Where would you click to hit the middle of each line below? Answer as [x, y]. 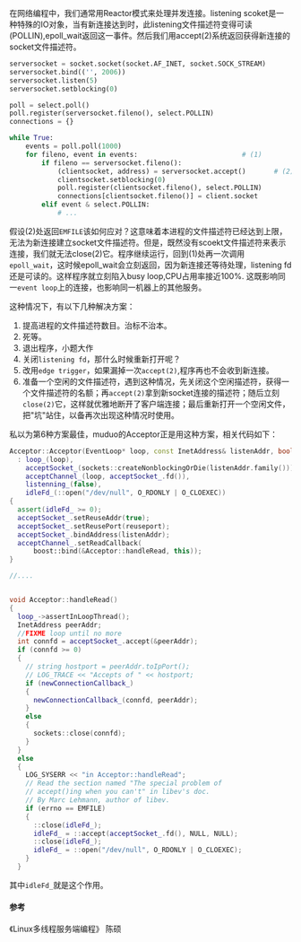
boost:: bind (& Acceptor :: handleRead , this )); [117, 551]
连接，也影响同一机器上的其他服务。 [140, 287]
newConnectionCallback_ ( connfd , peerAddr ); [116, 700]
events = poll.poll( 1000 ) [74, 146]
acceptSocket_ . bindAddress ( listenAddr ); [94, 535]
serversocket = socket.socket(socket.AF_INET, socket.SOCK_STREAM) [138, 64]
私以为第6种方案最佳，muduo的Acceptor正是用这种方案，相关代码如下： [143, 434]
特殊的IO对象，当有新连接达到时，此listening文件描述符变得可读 [134, 24]
